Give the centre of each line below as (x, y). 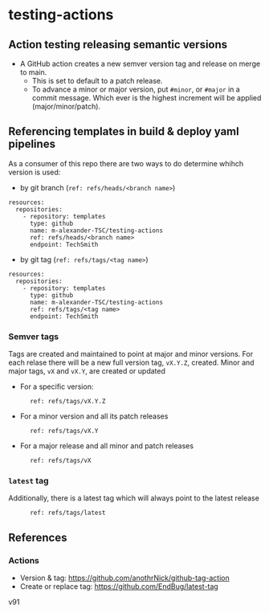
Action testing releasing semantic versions (118, 45)
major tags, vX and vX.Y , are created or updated (87, 371)
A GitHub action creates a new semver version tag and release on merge (140, 63)
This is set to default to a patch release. (97, 81)
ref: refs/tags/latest (67, 513)
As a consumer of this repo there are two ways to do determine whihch (126, 163)
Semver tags (33, 337)
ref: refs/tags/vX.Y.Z (67, 402)
